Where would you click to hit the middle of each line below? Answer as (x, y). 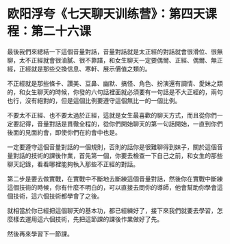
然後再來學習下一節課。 (40, 234)
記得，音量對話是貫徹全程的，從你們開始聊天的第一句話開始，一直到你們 (121, 124)
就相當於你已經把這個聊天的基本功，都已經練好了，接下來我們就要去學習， (112, 210)
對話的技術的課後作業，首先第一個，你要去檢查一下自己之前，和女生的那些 (118, 155)
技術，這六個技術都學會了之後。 (58, 196)
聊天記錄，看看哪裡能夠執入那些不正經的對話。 (73, 164)
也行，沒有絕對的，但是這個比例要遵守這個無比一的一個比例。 (94, 100)
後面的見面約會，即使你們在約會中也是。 (64, 132)
